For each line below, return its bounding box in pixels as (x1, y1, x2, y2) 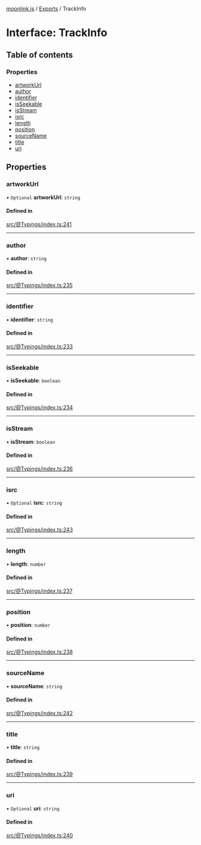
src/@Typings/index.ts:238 (6, 648, 73, 655)
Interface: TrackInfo (6, 26, 108, 39)
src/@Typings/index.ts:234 (6, 404, 74, 411)
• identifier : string (6, 316, 53, 323)
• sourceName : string (6, 682, 63, 690)
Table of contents (6, 50, 73, 60)
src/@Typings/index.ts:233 (6, 343, 73, 350)
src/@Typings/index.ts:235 (6, 282, 73, 289)
